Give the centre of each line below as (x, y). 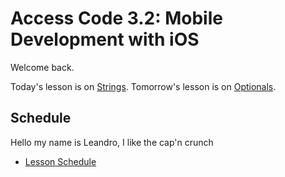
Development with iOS (105, 39)
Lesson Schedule (60, 161)
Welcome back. (42, 67)
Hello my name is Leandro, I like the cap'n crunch (112, 142)
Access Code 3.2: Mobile (116, 18)
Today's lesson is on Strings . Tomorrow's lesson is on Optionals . (143, 86)
